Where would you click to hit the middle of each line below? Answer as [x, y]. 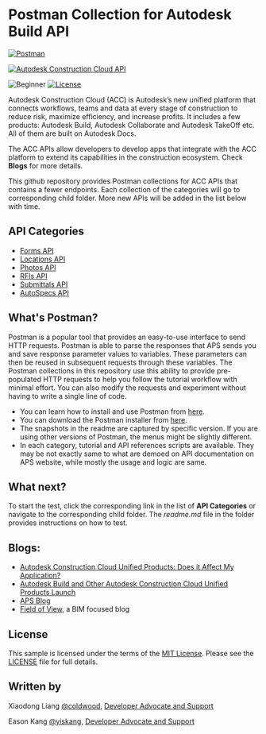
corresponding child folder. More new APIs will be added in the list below [128, 198]
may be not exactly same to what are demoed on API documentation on [137, 454]
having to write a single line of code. [67, 396]
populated [25, 379]
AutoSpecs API [44, 292]
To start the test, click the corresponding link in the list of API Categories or [132, 506]
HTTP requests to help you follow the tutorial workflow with [140, 379]
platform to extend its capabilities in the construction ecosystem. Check [126, 157]
